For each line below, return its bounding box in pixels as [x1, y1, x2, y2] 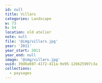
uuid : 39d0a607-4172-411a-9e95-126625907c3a [5, 62, 98, 66]
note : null [5, 35, 27, 40]
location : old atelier [5, 30, 51, 35]
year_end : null [5, 52, 36, 58]
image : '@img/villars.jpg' [5, 57, 60, 62]
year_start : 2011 [5, 48, 41, 53]
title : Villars [5, 12, 36, 17]
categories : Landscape [5, 16, 51, 21]
